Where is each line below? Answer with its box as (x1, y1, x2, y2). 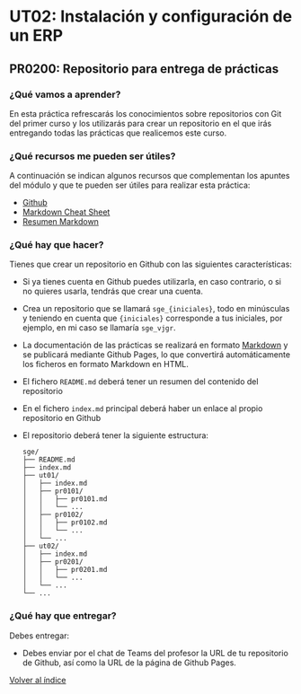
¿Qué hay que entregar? (9, 610, 117, 622)
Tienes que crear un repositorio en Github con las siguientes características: (9, 259, 292, 270)
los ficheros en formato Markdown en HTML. (22, 359, 189, 370)
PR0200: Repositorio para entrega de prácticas (9, 61, 279, 76)
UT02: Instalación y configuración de (9, 6, 293, 27)
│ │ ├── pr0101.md (22, 495, 108, 504)
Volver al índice (9, 674, 66, 685)
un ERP (9, 25, 64, 46)
